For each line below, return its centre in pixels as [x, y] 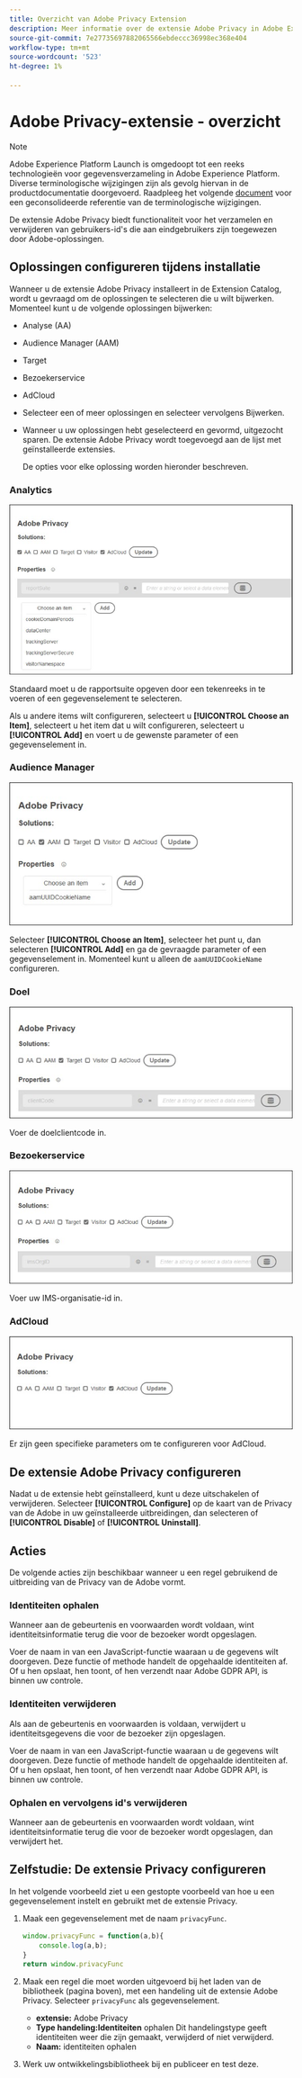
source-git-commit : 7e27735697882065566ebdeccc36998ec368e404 [128, 38]
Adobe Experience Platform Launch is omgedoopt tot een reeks [127, 164]
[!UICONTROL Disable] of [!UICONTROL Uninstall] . [105, 1523]
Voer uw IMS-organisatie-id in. [66, 1298]
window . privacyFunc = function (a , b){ [93, 1936]
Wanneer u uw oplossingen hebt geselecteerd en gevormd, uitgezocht [153, 430]
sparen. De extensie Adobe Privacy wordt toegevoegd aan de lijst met [151, 439]
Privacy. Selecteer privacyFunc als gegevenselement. [121, 2001]
